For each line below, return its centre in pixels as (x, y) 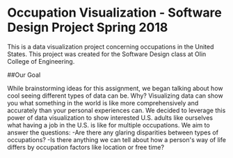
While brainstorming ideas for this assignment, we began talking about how (115, 88)
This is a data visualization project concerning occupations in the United (111, 46)
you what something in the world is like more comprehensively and (103, 103)
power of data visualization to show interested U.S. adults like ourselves (110, 117)
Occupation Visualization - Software (115, 13)
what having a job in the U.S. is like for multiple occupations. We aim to (109, 125)
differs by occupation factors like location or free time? (86, 147)
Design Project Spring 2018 (88, 27)
